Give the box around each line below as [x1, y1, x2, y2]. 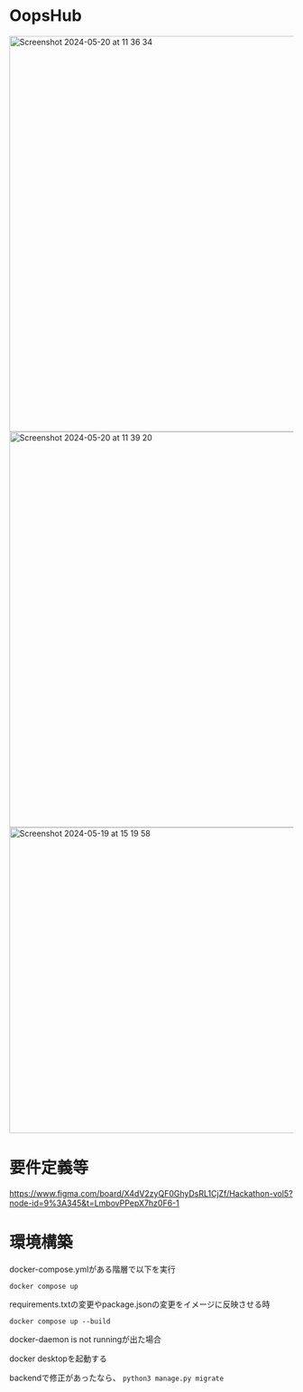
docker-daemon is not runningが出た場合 [9, 1333, 162, 1344]
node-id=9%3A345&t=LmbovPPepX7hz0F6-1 [9, 1198, 180, 1208]
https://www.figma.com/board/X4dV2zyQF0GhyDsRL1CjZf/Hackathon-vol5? [9, 1188, 293, 1198]
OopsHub [9, 5, 83, 26]
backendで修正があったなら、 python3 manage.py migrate [9, 1372, 224, 1383]
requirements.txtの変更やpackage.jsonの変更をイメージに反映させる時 [9, 1299, 271, 1310]
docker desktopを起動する [9, 1353, 107, 1364]
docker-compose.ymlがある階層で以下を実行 [9, 1264, 176, 1274]
